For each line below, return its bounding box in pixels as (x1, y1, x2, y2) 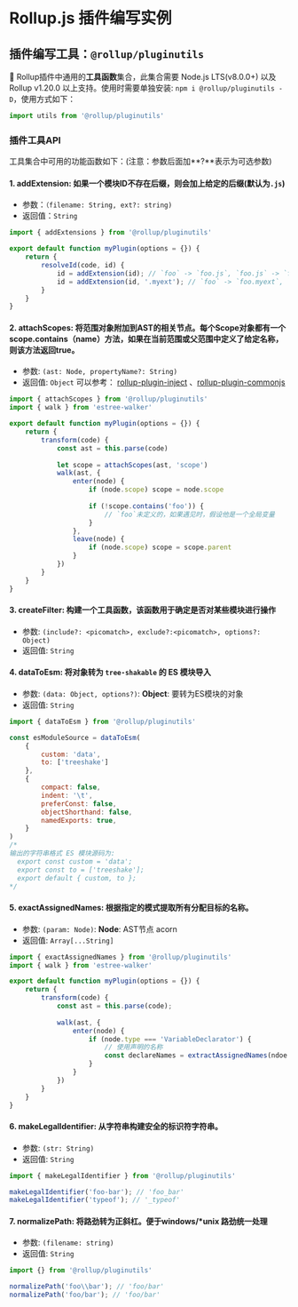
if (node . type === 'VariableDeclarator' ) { (88, 1034, 252, 1044)
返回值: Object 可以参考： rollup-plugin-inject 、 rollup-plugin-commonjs (21, 377, 286, 387)
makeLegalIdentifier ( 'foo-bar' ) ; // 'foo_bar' (9, 1187, 184, 1196)
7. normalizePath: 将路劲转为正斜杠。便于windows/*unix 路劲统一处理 (9, 1215, 268, 1226)
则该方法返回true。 (9, 344, 80, 355)
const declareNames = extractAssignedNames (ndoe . (104, 1051, 292, 1060)
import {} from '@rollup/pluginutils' (9, 1266, 153, 1275)
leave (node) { (72, 535, 125, 544)
